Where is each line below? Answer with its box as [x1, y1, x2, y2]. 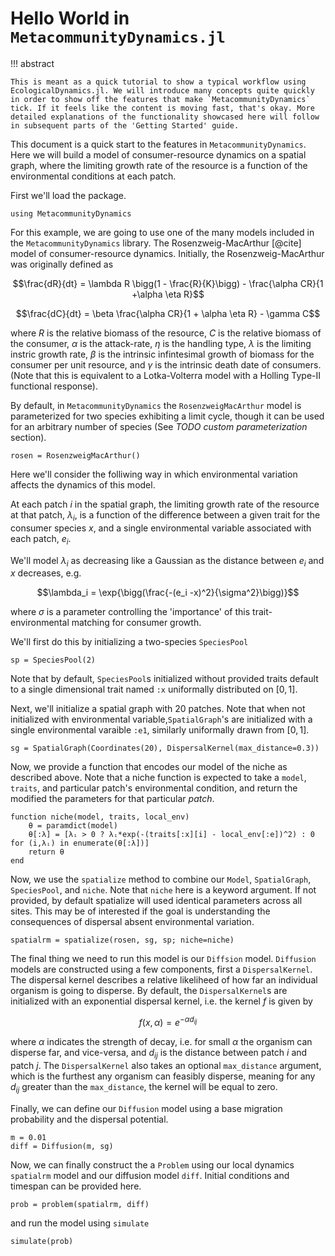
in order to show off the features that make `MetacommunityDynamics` [10, 94, 311, 104]
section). [10, 431, 47, 443]
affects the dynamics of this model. [10, 478, 156, 491]
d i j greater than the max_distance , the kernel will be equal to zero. [10, 1080, 278, 1095]
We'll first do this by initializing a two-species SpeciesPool [10, 636, 249, 648]
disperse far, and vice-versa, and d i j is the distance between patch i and [10, 1046, 308, 1061]
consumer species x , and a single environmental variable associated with [10, 522, 312, 534]
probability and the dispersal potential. [10, 1113, 169, 1125]
